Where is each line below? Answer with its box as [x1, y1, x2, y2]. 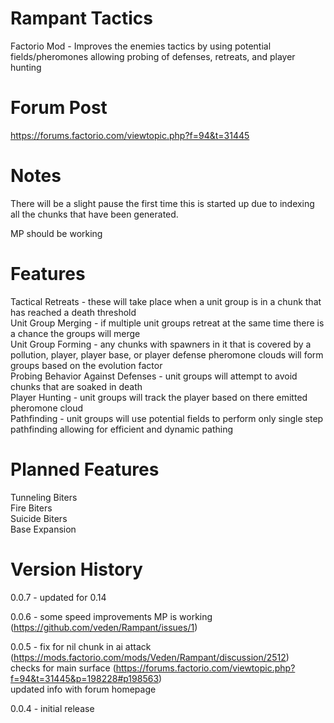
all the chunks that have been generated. [10, 208, 179, 220]
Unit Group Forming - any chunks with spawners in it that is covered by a [10, 338, 312, 350]
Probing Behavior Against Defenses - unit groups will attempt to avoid [10, 370, 298, 382]
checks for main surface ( [10, 662, 117, 674]
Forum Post [10, 97, 108, 119]
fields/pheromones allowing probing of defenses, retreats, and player [10, 50, 296, 62]
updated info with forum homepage [10, 683, 157, 695]
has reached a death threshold [10, 306, 137, 318]
